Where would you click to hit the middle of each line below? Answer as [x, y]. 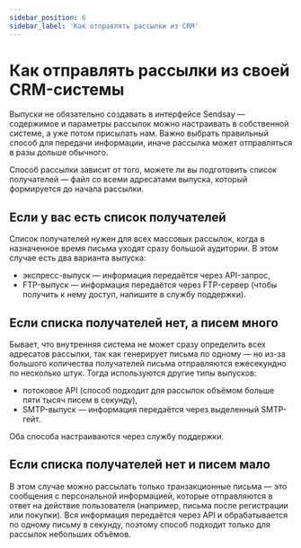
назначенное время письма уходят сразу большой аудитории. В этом [144, 249]
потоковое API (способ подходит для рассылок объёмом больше [148, 391]
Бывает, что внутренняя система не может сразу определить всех [138, 345]
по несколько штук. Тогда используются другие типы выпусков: [133, 373]
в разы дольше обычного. [59, 153]
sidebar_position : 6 [48, 18]
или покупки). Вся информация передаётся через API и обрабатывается [149, 515]
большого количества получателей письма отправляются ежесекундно [148, 364]
